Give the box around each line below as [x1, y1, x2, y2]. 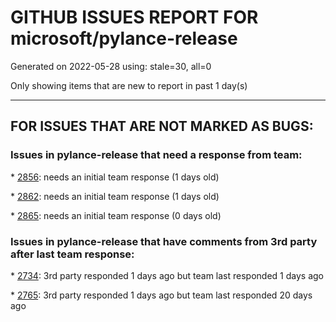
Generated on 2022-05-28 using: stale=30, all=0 [10, 60, 212, 72]
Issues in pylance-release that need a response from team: [10, 148, 303, 162]
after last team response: [10, 247, 135, 261]
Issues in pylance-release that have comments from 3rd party [10, 234, 318, 248]
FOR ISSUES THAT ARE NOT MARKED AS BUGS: [10, 118, 314, 135]
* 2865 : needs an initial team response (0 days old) [10, 209, 222, 221]
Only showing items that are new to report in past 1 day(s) [10, 79, 248, 91]
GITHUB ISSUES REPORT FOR [10, 6, 259, 29]
